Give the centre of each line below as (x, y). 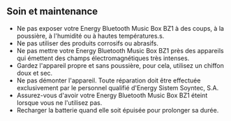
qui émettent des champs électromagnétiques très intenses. (103, 58)
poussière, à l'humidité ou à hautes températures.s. (90, 36)
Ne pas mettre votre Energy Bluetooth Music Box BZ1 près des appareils (120, 50)
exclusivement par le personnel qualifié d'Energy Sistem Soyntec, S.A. (118, 87)
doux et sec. (35, 73)
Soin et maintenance (52, 12)
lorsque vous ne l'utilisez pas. (59, 102)
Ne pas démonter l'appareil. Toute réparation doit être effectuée (109, 80)
